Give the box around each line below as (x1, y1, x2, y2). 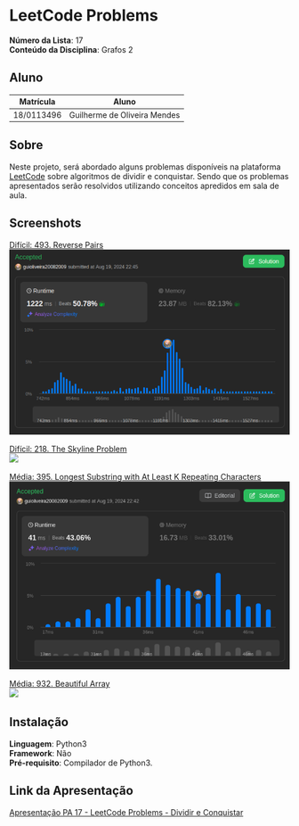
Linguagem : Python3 (9, 738, 87, 749)
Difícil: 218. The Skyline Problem (9, 443, 127, 454)
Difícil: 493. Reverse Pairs (9, 239, 104, 250)
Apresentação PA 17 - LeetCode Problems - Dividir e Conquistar (9, 806, 244, 817)
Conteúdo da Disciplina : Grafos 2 (9, 44, 133, 54)
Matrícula (19, 96, 56, 107)
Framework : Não (9, 748, 72, 758)
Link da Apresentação (9, 783, 133, 798)
